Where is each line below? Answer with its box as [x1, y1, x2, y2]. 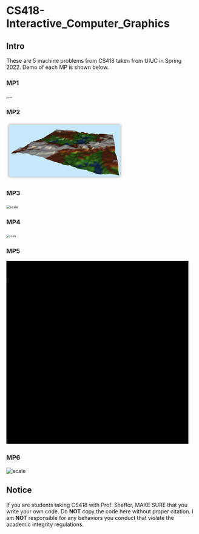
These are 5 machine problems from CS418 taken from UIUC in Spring [6, 57, 182, 64]
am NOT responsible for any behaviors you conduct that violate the [6, 514, 174, 521]
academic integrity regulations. [6, 521, 84, 528]
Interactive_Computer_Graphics [6, 16, 170, 30]
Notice [6, 485, 32, 496]
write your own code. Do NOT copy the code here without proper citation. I [6, 507, 194, 515]
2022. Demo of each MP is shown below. [6, 63, 109, 71]
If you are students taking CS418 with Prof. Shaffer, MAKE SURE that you [6, 501, 188, 508]
